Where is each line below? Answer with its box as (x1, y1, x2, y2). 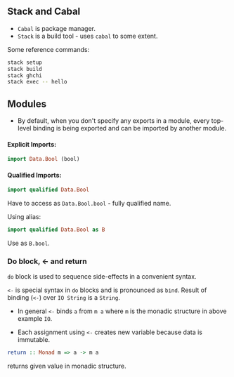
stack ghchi (7, 72, 42, 79)
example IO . (17, 315, 53, 323)
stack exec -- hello (7, 79, 68, 86)
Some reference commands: (7, 45, 90, 53)
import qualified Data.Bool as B (7, 226, 105, 234)
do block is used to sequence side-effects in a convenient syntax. (7, 272, 197, 281)
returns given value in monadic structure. (7, 362, 126, 371)
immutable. (17, 336, 51, 344)
